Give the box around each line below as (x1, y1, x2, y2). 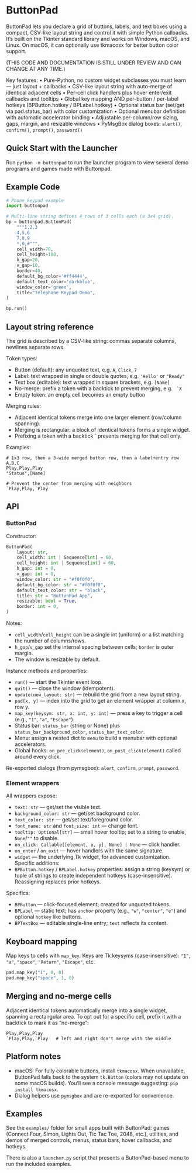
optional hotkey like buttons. (14, 913, 82, 920)
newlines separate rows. (6, 343, 66, 350)
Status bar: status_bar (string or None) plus (14, 722, 120, 729)
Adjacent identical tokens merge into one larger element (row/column (14, 414, 182, 421)
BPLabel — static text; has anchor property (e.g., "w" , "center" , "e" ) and (14, 907, 186, 914)
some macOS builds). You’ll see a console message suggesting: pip (14, 1079, 178, 1086)
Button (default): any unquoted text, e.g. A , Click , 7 (14, 366, 137, 373)
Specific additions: (14, 859, 60, 866)
